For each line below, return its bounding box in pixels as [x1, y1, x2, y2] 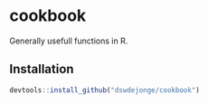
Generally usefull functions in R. [9, 35, 128, 46]
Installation [9, 61, 74, 77]
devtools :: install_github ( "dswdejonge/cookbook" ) [9, 85, 201, 95]
